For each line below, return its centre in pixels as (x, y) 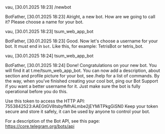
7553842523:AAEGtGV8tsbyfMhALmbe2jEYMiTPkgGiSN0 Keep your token (82, 106)
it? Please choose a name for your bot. (44, 22)
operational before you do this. (36, 91)
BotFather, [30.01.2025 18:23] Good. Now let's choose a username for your (82, 41)
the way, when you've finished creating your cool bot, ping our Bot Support (82, 81)
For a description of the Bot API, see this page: (53, 121)
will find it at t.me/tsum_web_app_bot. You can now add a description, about (83, 70)
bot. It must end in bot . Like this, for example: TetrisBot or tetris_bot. (74, 46)
